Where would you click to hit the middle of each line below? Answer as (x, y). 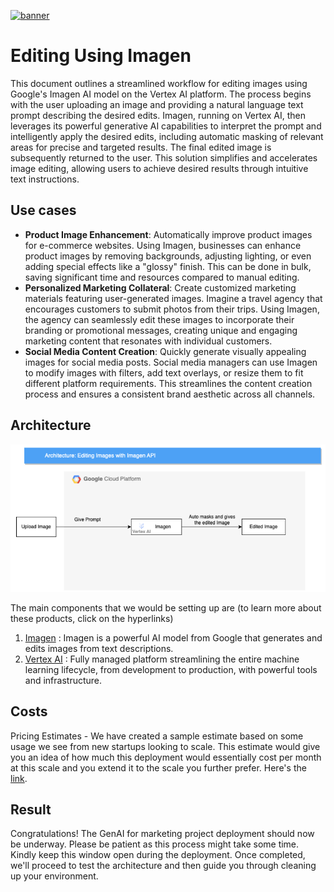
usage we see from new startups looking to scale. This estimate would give (165, 746)
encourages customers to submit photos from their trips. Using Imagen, (172, 309)
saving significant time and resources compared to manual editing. (162, 277)
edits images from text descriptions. (99, 648)
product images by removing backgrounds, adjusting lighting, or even (168, 256)
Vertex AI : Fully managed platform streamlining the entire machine (162, 659)
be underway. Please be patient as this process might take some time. (155, 844)
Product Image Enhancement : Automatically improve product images (168, 234)
